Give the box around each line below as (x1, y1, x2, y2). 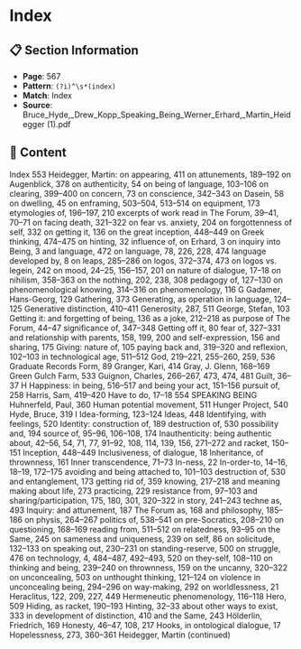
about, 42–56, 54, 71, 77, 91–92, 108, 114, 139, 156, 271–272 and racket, (9, 437, 270, 448)
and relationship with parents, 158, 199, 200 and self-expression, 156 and (9, 331, 281, 343)
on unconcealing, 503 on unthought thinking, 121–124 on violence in (9, 571, 261, 582)
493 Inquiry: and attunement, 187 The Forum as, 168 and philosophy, (9, 505, 264, 515)
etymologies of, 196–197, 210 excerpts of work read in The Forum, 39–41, (9, 207, 279, 218)
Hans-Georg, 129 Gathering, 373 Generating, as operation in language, (9, 293, 272, 304)
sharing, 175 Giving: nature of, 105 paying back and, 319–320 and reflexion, (9, 341, 288, 352)
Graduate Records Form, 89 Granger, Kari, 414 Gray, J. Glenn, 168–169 (9, 360, 270, 371)
